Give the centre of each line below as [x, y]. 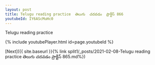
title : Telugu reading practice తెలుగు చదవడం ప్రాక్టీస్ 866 [64, 14]
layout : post [18, 10]
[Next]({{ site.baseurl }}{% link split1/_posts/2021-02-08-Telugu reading [78, 51]
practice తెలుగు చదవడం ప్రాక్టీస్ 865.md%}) [45, 57]
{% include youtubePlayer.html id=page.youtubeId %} [59, 42]
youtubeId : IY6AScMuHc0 [29, 19]
